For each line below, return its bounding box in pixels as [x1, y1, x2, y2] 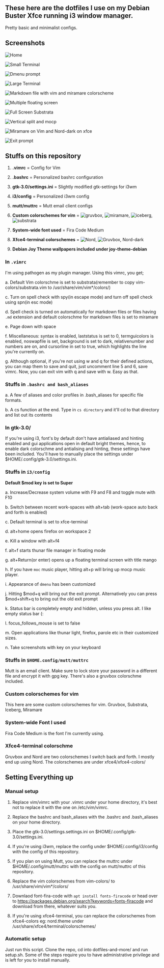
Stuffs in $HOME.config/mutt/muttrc [5, 656, 89, 663]
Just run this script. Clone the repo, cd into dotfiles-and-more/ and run [5, 946, 148, 952]
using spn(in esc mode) [5, 299, 53, 305]
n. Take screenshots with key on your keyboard [5, 644, 101, 650]
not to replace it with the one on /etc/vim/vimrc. [12, 804, 109, 810]
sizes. [5, 635, 17, 641]
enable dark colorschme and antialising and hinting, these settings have [5, 446, 151, 452]
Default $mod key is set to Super [5, 480, 73, 485]
